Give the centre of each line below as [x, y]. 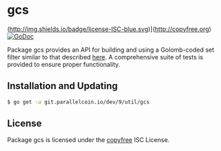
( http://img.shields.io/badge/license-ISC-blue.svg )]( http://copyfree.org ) [109, 29]
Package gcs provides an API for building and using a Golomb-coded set [111, 50]
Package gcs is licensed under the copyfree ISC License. [88, 140]
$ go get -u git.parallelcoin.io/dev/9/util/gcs [78, 102]
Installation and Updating [63, 86]
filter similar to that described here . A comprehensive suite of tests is [105, 57]
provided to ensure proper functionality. [64, 64]
